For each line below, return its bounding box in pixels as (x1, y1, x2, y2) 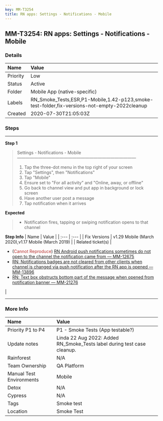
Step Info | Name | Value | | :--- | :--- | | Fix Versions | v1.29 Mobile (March (5, 234, 154, 240)
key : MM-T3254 (5, 7, 34, 12)
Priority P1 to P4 (7, 326, 45, 333)
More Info (5, 306, 29, 313)
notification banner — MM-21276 (12, 280, 79, 285)
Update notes (7, 340, 39, 347)
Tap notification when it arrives (24, 200, 86, 207)
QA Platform (56, 362, 84, 369)
